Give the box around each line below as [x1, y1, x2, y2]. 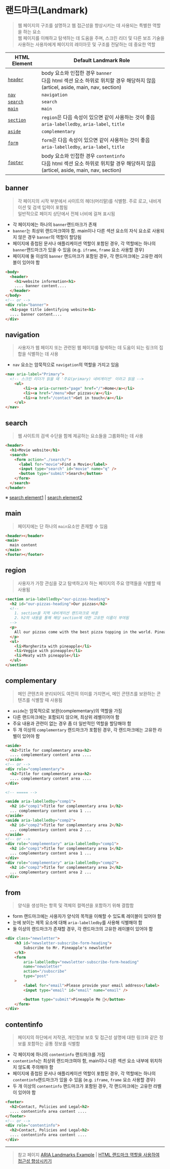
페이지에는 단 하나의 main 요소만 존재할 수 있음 [17, 523, 108, 529]
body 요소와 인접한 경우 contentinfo [41, 152, 125, 159]
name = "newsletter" [23, 964, 62, 970]
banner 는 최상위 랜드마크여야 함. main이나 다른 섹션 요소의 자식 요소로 [12, 227, 151, 233]
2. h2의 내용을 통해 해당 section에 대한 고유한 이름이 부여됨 [14, 616, 129, 621]
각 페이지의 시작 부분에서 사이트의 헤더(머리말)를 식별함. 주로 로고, [17, 198, 148, 204]
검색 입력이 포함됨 [32, 204, 68, 210]
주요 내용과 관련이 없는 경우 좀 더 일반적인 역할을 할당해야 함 [12, 720, 132, 727]
